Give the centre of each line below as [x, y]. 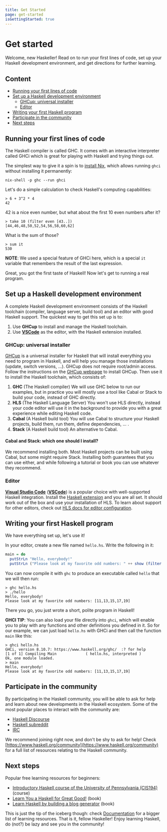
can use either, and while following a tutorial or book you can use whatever [82, 463]
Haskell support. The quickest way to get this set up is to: [64, 317]
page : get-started [24, 15]
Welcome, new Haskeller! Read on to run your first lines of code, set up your [83, 58]
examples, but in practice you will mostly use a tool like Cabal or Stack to [87, 392]
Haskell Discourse [31, 719]
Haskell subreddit [30, 724]
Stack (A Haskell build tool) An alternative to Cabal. [65, 429]
